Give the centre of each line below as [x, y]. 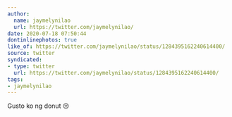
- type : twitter [31, 66]
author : [19, 14]
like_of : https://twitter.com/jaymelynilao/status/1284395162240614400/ [116, 47]
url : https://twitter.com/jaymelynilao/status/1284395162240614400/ [116, 73]
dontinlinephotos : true [42, 40]
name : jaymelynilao [42, 20]
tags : [15, 79]
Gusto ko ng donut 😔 [38, 106]
